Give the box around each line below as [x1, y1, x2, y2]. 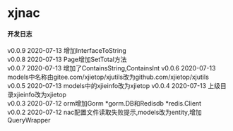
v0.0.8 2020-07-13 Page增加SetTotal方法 [7, 55, 127, 64]
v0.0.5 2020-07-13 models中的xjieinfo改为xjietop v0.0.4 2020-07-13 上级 [7, 82, 221, 90]
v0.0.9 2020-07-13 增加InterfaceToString [7, 46, 127, 55]
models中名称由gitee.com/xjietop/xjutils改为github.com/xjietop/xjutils [7, 73, 210, 82]
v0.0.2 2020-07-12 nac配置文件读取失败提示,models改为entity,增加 [7, 108, 203, 117]
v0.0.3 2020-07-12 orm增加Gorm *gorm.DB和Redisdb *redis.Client [7, 99, 202, 108]
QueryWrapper [7, 116, 51, 125]
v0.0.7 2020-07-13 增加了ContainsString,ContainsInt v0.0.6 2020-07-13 [7, 64, 216, 73]
